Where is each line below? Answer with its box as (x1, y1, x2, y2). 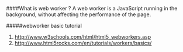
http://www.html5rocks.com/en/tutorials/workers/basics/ (14, 40, 152, 46)
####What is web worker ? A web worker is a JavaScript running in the (6, 5, 178, 12)
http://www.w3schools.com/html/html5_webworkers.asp (14, 34, 151, 40)
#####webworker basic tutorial (6, 23, 82, 29)
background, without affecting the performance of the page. (6, 11, 151, 18)
